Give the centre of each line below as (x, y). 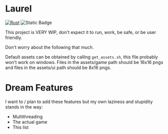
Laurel (19, 9)
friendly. (14, 37)
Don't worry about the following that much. (50, 47)
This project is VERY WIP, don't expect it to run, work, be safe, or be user (81, 32)
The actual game (30, 122)
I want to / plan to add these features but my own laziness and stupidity (79, 101)
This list (21, 127)
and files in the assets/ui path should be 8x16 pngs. (58, 67)
